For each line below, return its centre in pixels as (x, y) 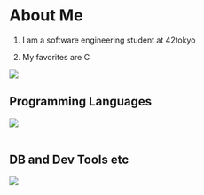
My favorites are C (56, 57)
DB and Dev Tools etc (69, 160)
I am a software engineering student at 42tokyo (109, 40)
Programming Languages (81, 101)
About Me (46, 16)
